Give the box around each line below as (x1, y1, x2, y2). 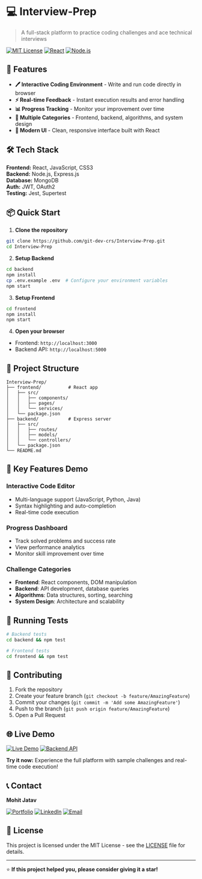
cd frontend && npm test (6, 653, 69, 659)
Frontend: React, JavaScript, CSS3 (6, 164, 93, 171)
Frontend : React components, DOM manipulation (14, 579, 137, 586)
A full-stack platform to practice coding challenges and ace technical (20, 28, 192, 36)
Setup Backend (14, 255, 54, 262)
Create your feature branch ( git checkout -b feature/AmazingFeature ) (14, 692, 191, 700)
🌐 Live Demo (6, 729, 55, 739)
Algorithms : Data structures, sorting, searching (14, 591, 133, 599)
